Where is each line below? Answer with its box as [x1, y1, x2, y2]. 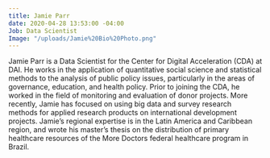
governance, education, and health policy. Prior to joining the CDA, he [8, 82, 240, 92]
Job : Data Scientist [8, 27, 78, 35]
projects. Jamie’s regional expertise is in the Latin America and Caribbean [8, 116, 252, 126]
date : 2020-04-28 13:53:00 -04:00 [8, 19, 125, 27]
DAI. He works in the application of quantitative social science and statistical [8, 65, 262, 75]
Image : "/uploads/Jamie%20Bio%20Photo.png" [8, 34, 157, 43]
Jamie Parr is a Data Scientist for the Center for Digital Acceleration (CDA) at [8, 56, 263, 66]
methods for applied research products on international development [8, 108, 238, 118]
